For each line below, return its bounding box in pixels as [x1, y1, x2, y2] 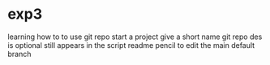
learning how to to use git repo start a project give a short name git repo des [7, 32, 263, 41]
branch [7, 49, 32, 58]
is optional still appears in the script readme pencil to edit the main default [7, 40, 255, 50]
